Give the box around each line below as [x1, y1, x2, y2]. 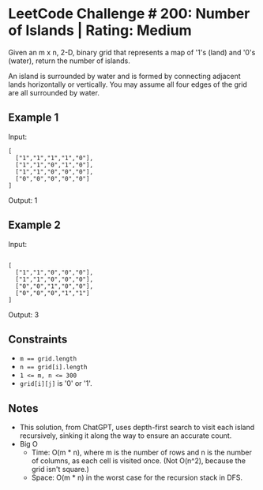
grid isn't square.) [31, 465, 89, 474]
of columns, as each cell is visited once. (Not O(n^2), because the [31, 456, 246, 466]
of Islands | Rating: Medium [8, 21, 192, 39]
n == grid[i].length [19, 364, 88, 372]
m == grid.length [19, 355, 77, 363]
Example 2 [8, 219, 61, 232]
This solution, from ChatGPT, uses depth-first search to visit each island [19, 423, 255, 432]
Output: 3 [8, 309, 39, 320]
